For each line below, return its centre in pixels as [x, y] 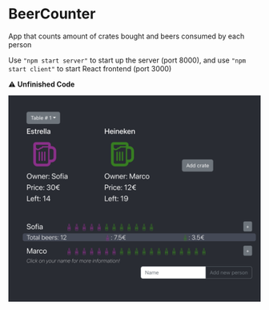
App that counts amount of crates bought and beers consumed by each [126, 36]
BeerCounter [52, 14]
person [20, 44]
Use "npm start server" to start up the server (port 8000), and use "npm [127, 60]
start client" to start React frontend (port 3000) [90, 68]
